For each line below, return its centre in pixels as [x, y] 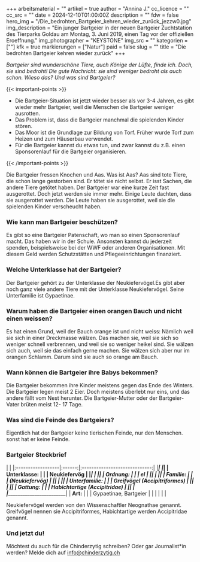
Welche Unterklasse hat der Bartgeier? [64, 270]
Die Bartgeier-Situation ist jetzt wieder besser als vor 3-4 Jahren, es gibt [104, 101]
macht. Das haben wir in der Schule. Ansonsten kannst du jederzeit [89, 241]
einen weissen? [29, 318]
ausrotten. [28, 113]
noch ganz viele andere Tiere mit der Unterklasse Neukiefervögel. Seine [95, 289]
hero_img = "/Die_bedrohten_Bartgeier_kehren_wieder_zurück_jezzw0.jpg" [99, 21]
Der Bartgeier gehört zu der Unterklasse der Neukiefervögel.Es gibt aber [96, 282]
